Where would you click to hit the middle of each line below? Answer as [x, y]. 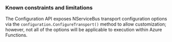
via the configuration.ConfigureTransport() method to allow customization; [86, 24]
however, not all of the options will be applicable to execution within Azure [84, 30]
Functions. [16, 35]
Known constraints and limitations [49, 8]
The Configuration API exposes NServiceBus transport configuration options [86, 19]
